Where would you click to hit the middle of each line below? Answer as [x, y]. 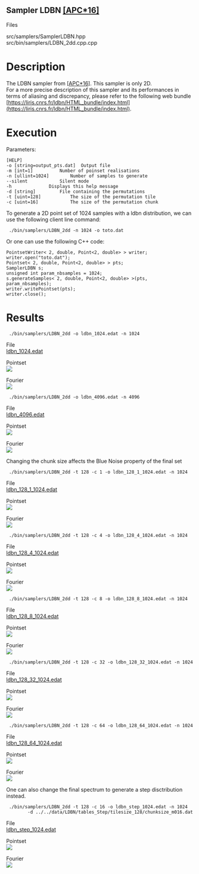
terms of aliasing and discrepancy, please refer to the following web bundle [99, 96]
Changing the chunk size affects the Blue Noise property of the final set [94, 461]
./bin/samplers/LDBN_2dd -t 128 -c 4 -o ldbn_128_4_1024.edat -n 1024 [98, 535]
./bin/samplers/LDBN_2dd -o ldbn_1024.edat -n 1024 [74, 333]
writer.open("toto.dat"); [38, 257]
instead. [16, 796]
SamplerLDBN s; [25, 268]
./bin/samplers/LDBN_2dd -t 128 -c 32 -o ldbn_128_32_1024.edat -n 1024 [101, 662]
